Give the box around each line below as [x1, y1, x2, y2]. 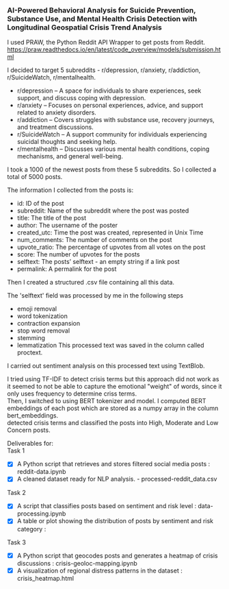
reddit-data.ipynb [16, 468, 66, 476]
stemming [16, 334, 46, 342]
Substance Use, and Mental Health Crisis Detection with [7, 14, 198, 23]
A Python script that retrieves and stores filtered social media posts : [16, 460, 211, 468]
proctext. [16, 348, 43, 357]
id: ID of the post [16, 200, 64, 208]
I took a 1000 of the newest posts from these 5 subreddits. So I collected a [7, 165, 217, 173]
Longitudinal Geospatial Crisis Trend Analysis [7, 23, 162, 32]
